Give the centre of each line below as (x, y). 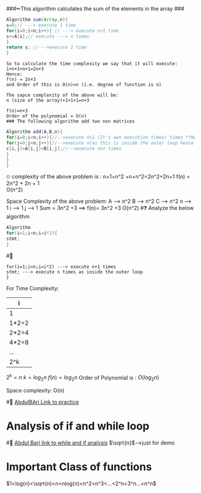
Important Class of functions (79, 467)
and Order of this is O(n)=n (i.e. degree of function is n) (84, 85)
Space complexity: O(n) (35, 391)
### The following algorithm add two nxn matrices (71, 121)
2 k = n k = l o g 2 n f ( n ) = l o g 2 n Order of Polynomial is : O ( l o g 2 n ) (83, 378)
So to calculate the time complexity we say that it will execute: (92, 64)
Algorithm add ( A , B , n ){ (34, 132)
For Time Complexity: (33, 288)
